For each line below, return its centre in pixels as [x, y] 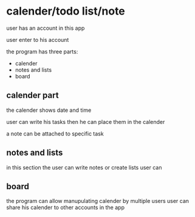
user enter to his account [38, 40]
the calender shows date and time [49, 110]
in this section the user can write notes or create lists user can [84, 167]
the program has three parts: [42, 51]
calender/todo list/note [66, 11]
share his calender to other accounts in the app [65, 207]
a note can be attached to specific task [55, 133]
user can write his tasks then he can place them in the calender [86, 122]
